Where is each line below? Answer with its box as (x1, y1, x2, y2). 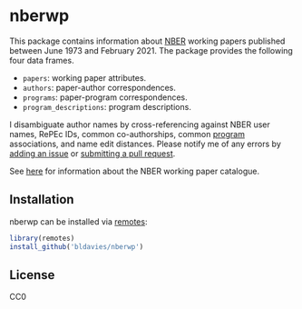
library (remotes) (9, 234, 75, 243)
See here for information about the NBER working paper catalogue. (9, 165, 260, 176)
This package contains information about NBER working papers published (9, 35, 286, 46)
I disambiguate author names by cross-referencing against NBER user (9, 119, 270, 130)
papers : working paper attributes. (22, 72, 147, 83)
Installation (9, 192, 74, 207)
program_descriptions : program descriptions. (22, 101, 192, 112)
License (9, 267, 55, 283)
